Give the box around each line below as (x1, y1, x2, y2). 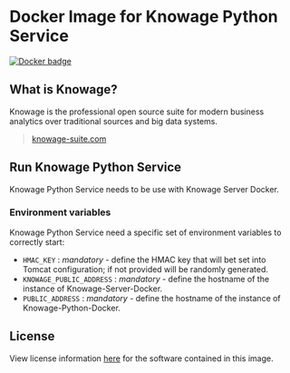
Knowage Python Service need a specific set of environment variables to (9, 227, 282, 238)
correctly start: (9, 236, 65, 247)
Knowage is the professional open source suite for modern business (9, 106, 265, 117)
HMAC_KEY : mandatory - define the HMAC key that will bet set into (22, 254, 266, 265)
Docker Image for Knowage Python (9, 6, 278, 27)
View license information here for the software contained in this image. (9, 352, 274, 364)
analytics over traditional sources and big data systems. (9, 115, 217, 126)
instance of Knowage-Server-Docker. (22, 283, 163, 294)
